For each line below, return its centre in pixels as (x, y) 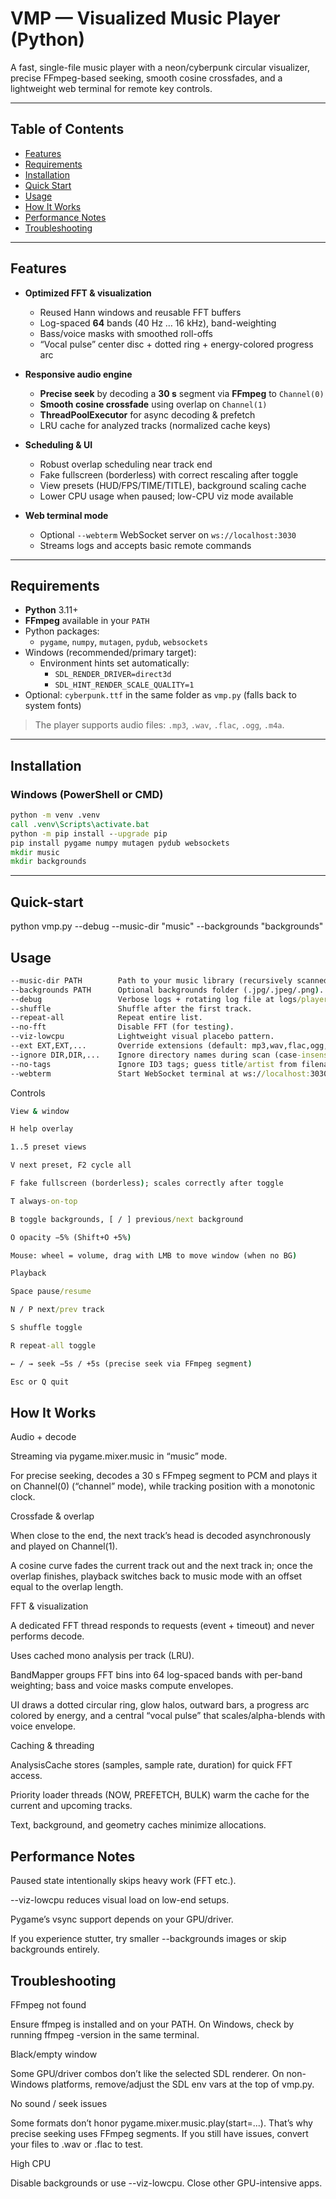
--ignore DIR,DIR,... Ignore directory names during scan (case (154, 1055)
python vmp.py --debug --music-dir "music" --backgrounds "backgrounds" (167, 926)
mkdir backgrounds (48, 862)
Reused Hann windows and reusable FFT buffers (140, 312)
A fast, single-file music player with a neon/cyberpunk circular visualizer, (160, 67)
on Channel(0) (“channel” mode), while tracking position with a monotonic (163, 1486)
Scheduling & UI (58, 444)
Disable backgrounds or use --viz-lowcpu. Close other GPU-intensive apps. (166, 2183)
